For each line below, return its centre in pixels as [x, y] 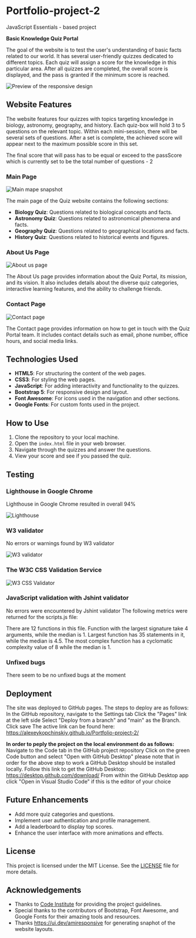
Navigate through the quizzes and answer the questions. [83, 450]
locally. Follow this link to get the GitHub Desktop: [66, 769]
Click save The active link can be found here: [60, 726]
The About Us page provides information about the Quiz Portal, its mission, [97, 277]
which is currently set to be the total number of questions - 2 [80, 161]
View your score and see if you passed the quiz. [73, 456]
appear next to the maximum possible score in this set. [72, 144]
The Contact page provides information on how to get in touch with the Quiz [98, 328]
